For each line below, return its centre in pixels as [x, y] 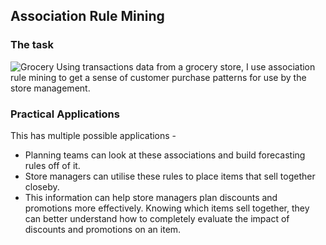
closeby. [42, 186]
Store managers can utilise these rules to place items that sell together [170, 176]
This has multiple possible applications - [93, 135]
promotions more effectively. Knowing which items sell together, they [167, 208]
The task [32, 45]
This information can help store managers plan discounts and [151, 197]
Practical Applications [65, 114]
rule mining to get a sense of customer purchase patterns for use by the [158, 77]
